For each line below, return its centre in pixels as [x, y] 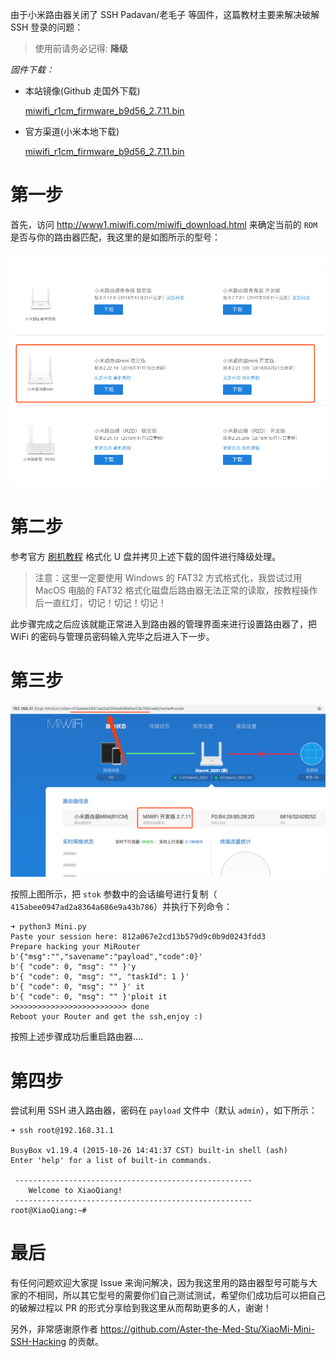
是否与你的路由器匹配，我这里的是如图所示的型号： [115, 237]
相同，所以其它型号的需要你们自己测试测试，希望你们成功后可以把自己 [181, 1295]
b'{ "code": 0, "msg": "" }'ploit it [89, 997]
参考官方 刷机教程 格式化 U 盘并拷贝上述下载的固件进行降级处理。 [146, 556]
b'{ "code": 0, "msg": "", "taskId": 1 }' [100, 977]
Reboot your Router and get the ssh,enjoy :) [106, 1017]
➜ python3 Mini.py [48, 927]
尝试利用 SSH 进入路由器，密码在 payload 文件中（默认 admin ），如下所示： [164, 1110]
